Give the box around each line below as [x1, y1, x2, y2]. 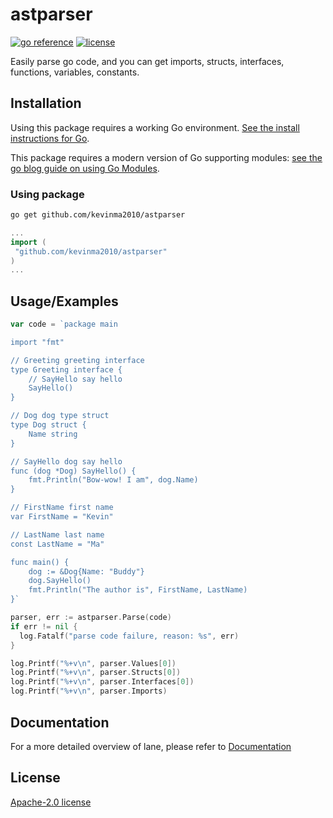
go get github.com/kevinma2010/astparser [10, 210, 186, 220]
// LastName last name [10, 529, 105, 540]
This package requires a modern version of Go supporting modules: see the [10, 151, 323, 163]
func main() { [10, 557, 70, 567]
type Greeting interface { [10, 364, 123, 375]
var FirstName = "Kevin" [10, 512, 114, 522]
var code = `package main [10, 319, 118, 330]
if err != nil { [10, 621, 78, 632]
